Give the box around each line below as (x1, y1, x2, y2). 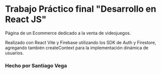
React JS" (5, 14, 46, 25)
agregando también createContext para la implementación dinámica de (5, 45, 149, 50)
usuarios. (5, 50, 24, 56)
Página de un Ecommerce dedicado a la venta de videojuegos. (5, 30, 131, 36)
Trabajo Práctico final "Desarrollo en (5, 3, 157, 15)
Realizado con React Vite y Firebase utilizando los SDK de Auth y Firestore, (5, 39, 157, 45)
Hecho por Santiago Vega (5, 62, 67, 69)
